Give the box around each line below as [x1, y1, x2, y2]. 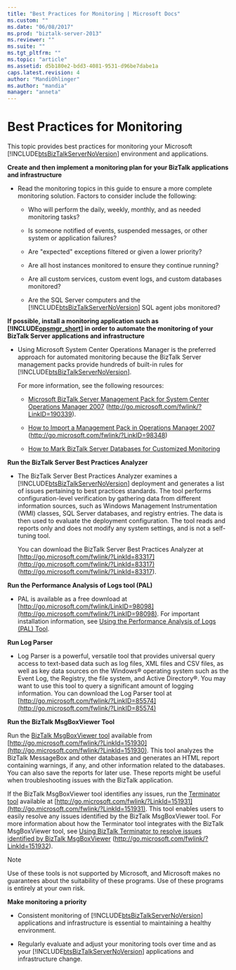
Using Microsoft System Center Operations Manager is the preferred [17, 346, 216, 354]
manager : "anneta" [7, 89, 61, 96]
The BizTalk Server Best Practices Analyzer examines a [17, 472, 178, 480]
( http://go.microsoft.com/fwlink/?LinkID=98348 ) [27, 431, 168, 440]
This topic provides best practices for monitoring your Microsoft [7, 142, 192, 151]
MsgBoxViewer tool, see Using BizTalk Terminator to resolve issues [7, 827, 202, 836]
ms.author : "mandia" [7, 82, 68, 89]
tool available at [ [7, 797, 58, 806]
